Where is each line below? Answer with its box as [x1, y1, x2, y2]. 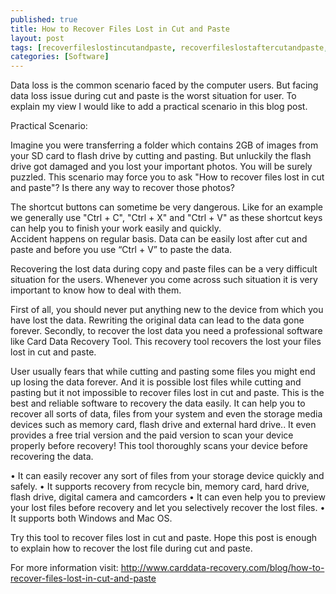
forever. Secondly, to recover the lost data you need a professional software [10, 325, 323, 337]
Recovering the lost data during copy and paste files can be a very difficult [10, 263, 318, 275]
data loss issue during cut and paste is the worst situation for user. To [10, 90, 297, 102]
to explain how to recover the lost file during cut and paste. [10, 542, 253, 555]
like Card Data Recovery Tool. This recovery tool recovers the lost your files [10, 336, 322, 348]
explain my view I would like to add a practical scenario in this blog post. [10, 101, 308, 113]
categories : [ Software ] [10, 52, 110, 62]
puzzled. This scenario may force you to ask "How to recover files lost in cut [10, 171, 325, 183]
